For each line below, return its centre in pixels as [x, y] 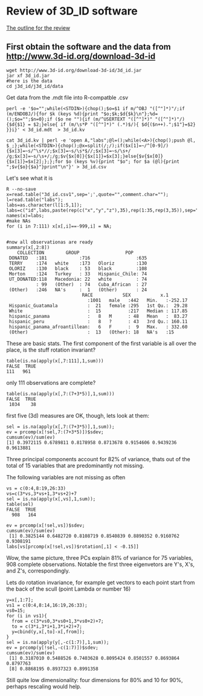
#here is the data [29, 81]
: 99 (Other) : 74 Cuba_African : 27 [92, 284]
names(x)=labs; [25, 215]
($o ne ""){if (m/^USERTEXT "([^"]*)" [104, 119]
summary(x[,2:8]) [28, 247]
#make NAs [19, 221]
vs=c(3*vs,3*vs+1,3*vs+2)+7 [42, 494]
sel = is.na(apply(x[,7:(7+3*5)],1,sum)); [60, 427]
